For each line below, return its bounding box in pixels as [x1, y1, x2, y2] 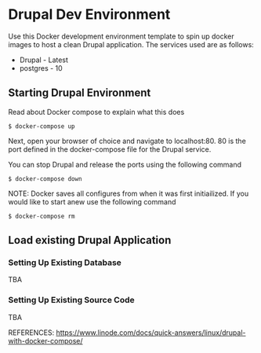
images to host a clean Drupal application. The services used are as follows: [8, 39, 255, 49]
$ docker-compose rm [8, 212, 76, 220]
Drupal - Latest [19, 55, 69, 64]
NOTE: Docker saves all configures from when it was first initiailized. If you [8, 189, 249, 198]
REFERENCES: [8, 328, 55, 337]
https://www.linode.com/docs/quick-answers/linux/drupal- [56, 328, 246, 337]
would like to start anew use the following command [8, 197, 176, 206]
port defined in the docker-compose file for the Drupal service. [8, 144, 212, 154]
